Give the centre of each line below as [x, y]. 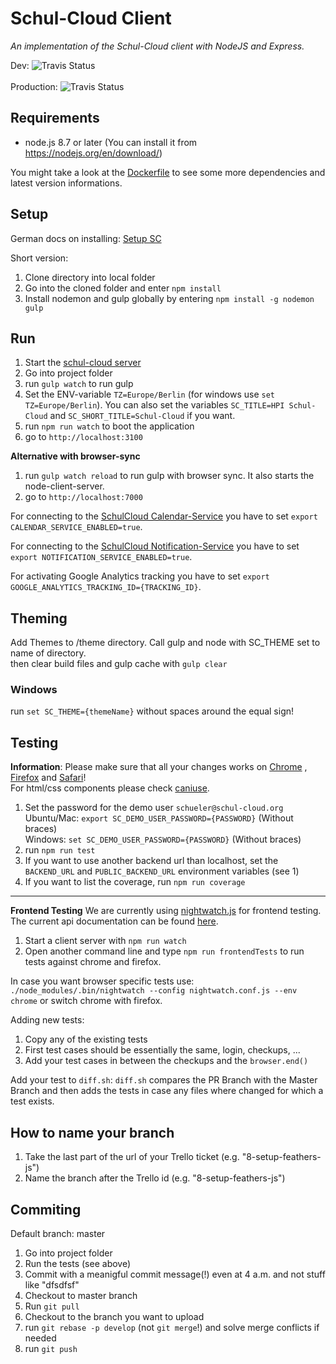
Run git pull [52, 1306]
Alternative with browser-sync [75, 456]
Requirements [55, 118]
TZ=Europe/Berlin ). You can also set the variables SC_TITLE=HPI [154, 405]
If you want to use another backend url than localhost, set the [151, 861]
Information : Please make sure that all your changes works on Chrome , [159, 767]
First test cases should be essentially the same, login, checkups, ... [162, 1050]
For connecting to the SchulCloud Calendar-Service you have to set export [164, 516]
